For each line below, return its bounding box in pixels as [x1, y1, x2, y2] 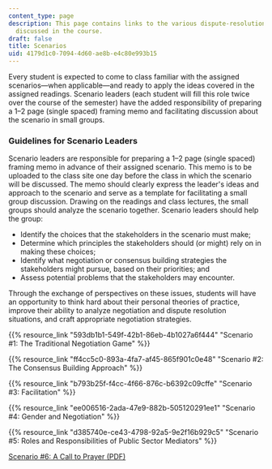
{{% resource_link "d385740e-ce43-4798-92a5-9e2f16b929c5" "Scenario [8, 428, 259, 437]
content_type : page [8, 11, 74, 20]
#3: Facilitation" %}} [8, 387, 76, 398]
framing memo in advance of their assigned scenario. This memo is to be [8, 162, 253, 172]
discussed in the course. [15, 27, 104, 35]
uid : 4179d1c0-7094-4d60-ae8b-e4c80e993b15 [8, 49, 158, 58]
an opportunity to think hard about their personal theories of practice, [8, 297, 240, 307]
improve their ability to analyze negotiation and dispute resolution [8, 306, 227, 316]
